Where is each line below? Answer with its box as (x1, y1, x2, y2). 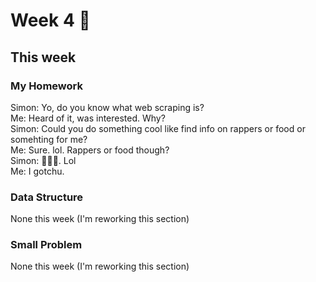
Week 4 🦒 (10, 9, 91, 32)
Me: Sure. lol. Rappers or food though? (10, 144, 170, 156)
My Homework (10, 79, 83, 93)
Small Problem (10, 238, 83, 252)
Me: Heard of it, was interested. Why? (10, 112, 166, 124)
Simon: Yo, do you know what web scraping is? (10, 101, 205, 113)
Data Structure (10, 190, 84, 204)
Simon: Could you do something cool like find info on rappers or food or (10, 122, 306, 134)
